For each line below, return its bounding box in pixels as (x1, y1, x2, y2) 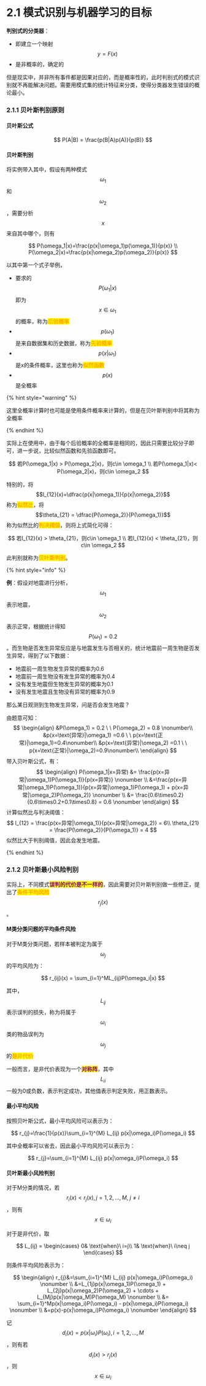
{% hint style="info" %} (6, 566, 66, 574)
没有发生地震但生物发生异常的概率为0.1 (15, 680, 113, 688)
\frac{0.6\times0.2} (135, 792, 184, 799)
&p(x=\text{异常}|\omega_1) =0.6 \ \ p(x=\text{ (42, 731, 158, 739)
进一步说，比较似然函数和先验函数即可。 (17, 447, 120, 454)
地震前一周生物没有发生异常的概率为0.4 (15, 673, 115, 680)
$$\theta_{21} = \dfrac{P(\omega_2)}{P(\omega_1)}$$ (35, 511, 171, 519)
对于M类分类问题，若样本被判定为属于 (6, 940, 103, 948)
